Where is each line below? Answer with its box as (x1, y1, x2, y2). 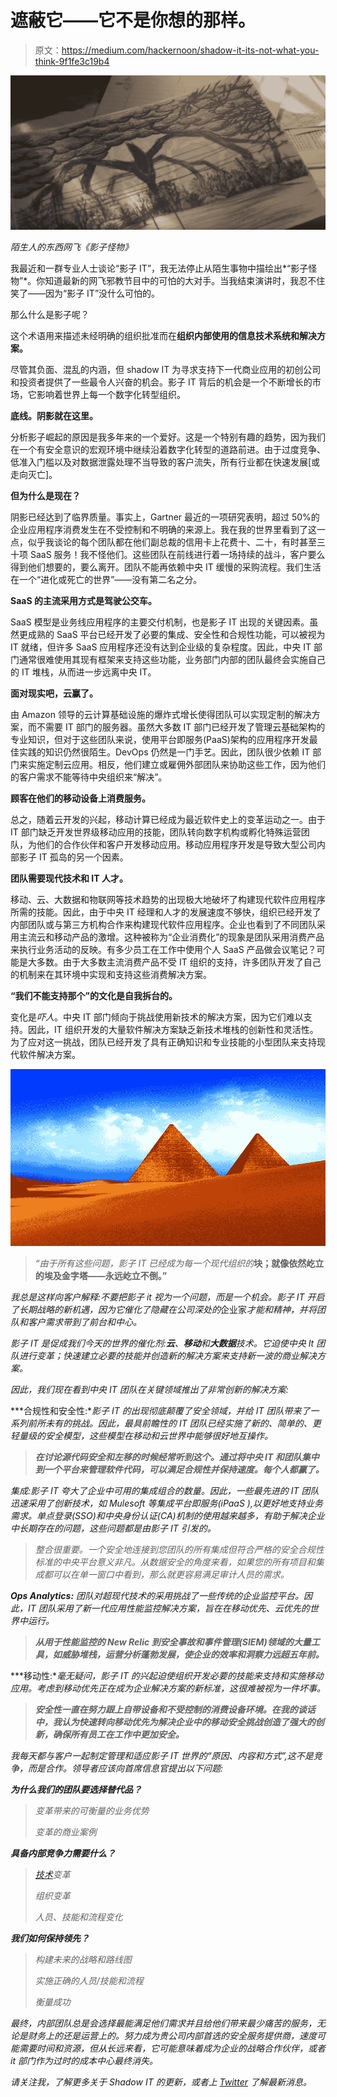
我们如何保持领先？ (10, 1932, 90, 1945)
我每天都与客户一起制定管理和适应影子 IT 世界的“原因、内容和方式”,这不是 (10, 1750, 314, 1762)
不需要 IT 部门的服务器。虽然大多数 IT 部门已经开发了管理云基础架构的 (36, 721, 326, 733)
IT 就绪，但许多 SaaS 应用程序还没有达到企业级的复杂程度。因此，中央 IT (10, 641, 312, 653)
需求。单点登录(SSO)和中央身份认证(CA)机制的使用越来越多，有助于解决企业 (10, 1510, 325, 1522)
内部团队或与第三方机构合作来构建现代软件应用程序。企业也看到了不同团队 (10, 918, 317, 930)
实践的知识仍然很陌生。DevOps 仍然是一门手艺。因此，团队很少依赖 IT (18, 746, 311, 758)
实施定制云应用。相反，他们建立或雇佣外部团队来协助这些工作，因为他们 (27, 758, 326, 770)
